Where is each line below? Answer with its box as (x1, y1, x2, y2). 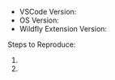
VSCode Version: (19, 7, 77, 16)
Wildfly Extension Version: (19, 24, 107, 33)
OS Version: (19, 15, 60, 25)
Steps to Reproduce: (7, 40, 76, 49)
